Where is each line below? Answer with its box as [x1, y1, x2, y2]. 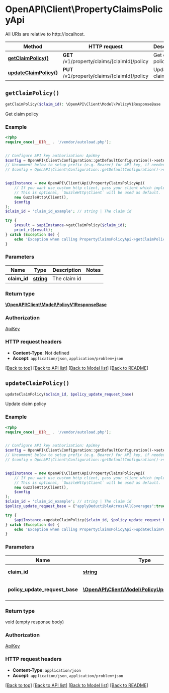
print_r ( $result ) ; [14, 227, 53, 233]
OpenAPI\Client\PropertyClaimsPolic [5, 4, 163, 15]
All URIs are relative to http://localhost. [5, 31, 85, 37]
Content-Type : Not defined [12, 350, 69, 356]
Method [23, 43, 43, 50]
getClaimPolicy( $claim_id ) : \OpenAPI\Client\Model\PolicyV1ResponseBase [5, 102, 161, 107]
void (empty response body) [5, 619, 64, 625]
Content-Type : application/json [12, 667, 81, 673]
